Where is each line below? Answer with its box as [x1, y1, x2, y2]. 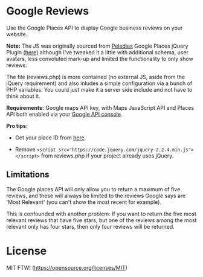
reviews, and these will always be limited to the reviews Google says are [6, 192, 186, 199]
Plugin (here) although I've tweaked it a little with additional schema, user [6, 48, 189, 56]
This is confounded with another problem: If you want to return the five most [6, 210, 196, 217]
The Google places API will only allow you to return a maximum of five [6, 185, 181, 193]
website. [6, 30, 28, 37]
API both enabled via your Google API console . [6, 110, 123, 118]
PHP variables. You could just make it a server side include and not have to [6, 86, 193, 93]
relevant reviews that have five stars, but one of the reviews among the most [6, 216, 197, 224]
